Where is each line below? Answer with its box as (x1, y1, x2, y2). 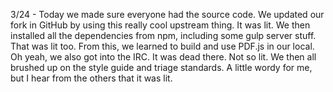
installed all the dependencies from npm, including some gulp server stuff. (10, 30, 317, 41)
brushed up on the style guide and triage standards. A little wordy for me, (10, 62, 313, 73)
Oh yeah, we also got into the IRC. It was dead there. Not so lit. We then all (10, 51, 317, 63)
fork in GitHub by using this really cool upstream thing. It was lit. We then (10, 19, 311, 31)
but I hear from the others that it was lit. (10, 72, 173, 84)
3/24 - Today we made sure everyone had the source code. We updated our (10, 9, 325, 20)
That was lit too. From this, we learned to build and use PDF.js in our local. (10, 40, 315, 52)
